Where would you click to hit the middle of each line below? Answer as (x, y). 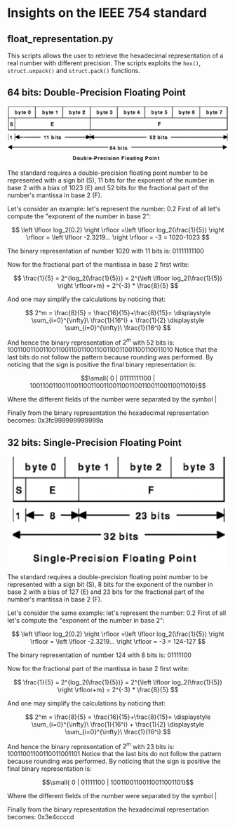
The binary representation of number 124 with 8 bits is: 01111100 (99, 655)
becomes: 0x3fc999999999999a (55, 421)
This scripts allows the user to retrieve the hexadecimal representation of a (115, 55)
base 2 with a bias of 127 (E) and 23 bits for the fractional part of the (106, 592)
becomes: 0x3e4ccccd (41, 817)
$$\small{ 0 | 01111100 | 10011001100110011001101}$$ (118, 782)
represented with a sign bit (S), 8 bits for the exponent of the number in (110, 584)
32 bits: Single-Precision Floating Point (95, 443)
